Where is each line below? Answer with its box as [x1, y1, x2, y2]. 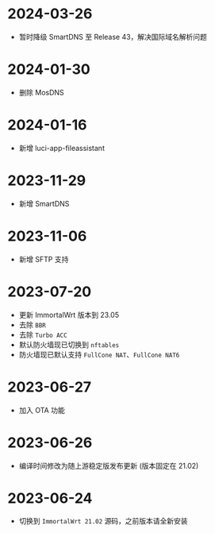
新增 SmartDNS [18, 199, 70, 208]
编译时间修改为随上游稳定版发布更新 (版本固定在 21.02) [18, 461, 199, 470]
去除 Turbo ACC [18, 330, 68, 339]
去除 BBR [18, 319, 47, 330]
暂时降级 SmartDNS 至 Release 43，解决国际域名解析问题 [18, 32, 208, 41]
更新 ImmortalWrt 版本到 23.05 [18, 310, 120, 319]
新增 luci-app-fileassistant [18, 143, 105, 153]
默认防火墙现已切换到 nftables [18, 339, 120, 350]
